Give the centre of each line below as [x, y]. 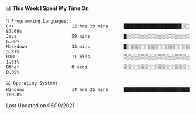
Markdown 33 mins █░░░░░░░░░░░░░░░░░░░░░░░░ [98, 47]
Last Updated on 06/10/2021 [40, 106]
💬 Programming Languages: [37, 21]
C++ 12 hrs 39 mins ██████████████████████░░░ [98, 26]
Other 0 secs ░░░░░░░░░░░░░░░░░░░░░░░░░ [98, 67]
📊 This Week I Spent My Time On [47, 8]
